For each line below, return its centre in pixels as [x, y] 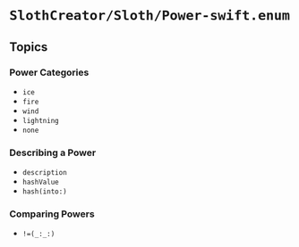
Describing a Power [53, 152]
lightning [41, 120]
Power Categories [49, 72]
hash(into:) [44, 192]
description [44, 173]
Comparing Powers [52, 214]
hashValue [41, 182]
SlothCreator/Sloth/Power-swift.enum [150, 16]
